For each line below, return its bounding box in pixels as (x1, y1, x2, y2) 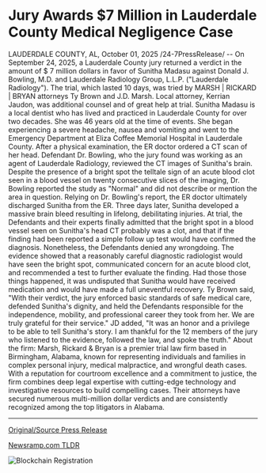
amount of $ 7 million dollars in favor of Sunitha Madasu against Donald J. (8, 66, 249, 75)
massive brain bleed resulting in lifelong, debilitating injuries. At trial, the (8, 209, 243, 218)
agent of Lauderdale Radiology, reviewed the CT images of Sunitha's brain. (8, 158, 253, 168)
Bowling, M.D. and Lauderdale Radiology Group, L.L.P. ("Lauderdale (8, 74, 229, 84)
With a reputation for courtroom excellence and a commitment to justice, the (8, 369, 257, 378)
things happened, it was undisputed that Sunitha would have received (8, 276, 236, 286)
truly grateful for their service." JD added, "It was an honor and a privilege (8, 318, 250, 327)
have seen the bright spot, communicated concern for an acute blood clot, (8, 259, 251, 269)
